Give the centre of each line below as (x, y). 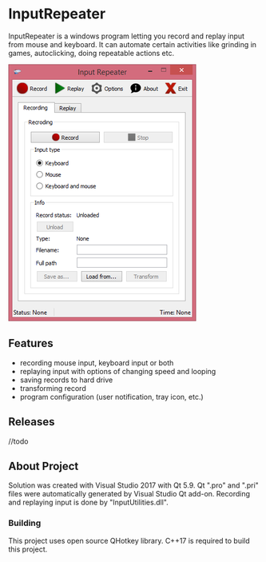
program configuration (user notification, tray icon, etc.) (111, 397)
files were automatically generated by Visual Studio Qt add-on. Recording (129, 494)
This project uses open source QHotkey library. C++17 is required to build (129, 540)
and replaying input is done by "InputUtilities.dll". (89, 502)
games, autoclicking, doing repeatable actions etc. (91, 53)
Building (25, 523)
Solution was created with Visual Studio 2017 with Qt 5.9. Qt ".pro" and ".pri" (134, 485)
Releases (32, 422)
